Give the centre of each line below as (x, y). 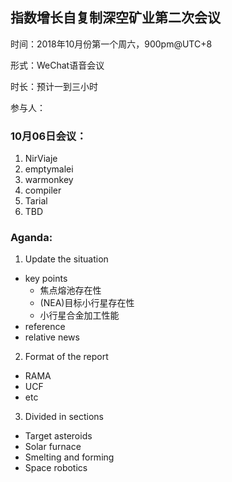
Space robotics (56, 468)
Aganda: (31, 238)
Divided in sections (64, 417)
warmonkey (49, 180)
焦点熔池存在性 (70, 290)
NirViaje (41, 159)
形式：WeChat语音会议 (57, 65)
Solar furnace (53, 447)
